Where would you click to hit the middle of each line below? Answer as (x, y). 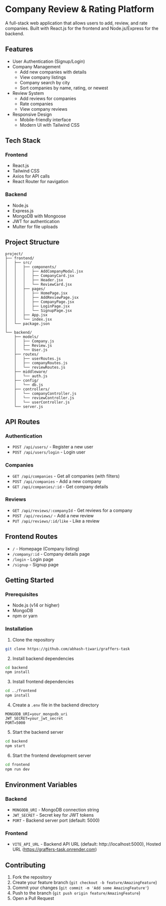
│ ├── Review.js (33, 345)
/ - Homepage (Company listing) (46, 549)
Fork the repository (32, 877)
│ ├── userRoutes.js (38, 358)
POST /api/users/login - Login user (49, 452)
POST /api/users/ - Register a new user (53, 447)
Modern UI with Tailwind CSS (50, 125)
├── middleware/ (31, 372)
